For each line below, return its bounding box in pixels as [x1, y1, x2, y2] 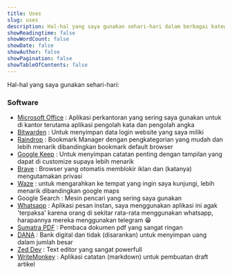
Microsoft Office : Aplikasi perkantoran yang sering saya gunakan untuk [17, 113, 222, 121]
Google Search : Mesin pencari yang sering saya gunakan [17, 194, 182, 202]
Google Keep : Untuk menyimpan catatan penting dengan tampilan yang [17, 150, 223, 158]
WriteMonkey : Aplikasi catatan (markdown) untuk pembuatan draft [17, 253, 209, 261]
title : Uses [7, 10, 41, 17]
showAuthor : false [7, 49, 60, 56]
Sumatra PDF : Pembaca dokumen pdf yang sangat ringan [17, 223, 183, 231]
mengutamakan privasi [17, 172, 83, 180]
